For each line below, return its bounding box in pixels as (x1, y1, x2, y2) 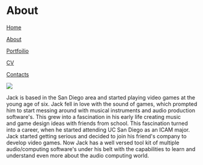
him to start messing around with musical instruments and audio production (6, 107, 196, 114)
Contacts (6, 70, 29, 78)
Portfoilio (6, 47, 29, 55)
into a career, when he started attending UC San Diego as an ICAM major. (6, 126, 190, 133)
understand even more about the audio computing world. (6, 152, 150, 159)
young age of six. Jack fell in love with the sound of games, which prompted (6, 100, 198, 107)
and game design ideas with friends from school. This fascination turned (6, 120, 188, 127)
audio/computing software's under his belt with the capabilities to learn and (6, 145, 196, 152)
